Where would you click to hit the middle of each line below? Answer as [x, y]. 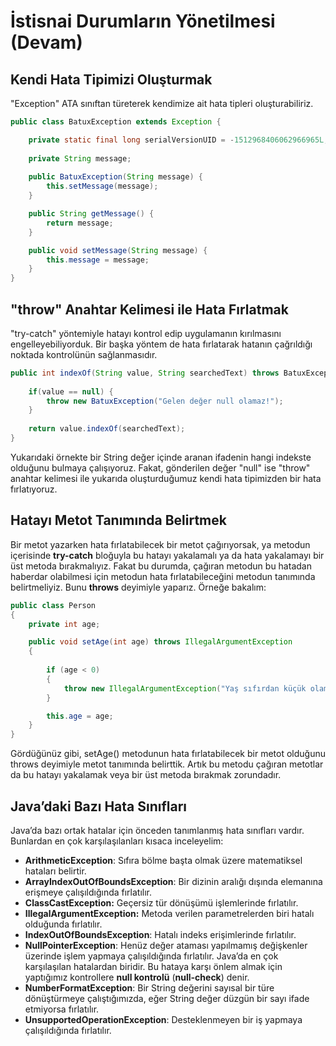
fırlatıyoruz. [34, 489]
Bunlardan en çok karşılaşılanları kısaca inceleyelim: [117, 841]
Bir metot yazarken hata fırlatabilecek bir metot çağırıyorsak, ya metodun [160, 544]
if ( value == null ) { [71, 391]
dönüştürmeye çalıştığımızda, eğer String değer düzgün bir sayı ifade [167, 998]
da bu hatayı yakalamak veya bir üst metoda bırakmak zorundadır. [146, 775]
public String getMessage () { [91, 214]
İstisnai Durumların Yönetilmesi [143, 21]
